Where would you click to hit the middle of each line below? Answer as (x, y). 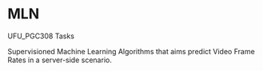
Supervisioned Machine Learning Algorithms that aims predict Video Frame (131, 51)
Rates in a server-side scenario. (60, 60)
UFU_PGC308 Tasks (41, 36)
